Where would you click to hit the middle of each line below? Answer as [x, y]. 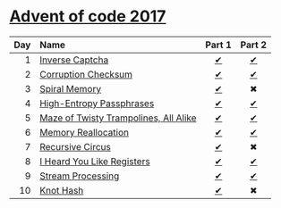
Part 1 [219, 45]
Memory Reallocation [85, 132]
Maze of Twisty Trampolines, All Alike [118, 118]
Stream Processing [80, 176]
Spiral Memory [70, 88]
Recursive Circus [76, 146]
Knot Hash [62, 190]
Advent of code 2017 [88, 17]
